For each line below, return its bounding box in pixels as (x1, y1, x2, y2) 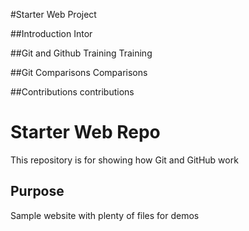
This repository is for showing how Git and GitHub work (10, 154, 239, 166)
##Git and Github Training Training (10, 47, 153, 59)
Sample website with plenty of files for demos (10, 209, 200, 221)
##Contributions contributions (10, 86, 135, 98)
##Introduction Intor (10, 28, 93, 39)
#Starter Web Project (10, 9, 97, 20)
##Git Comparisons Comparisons (10, 67, 148, 78)
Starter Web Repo (10, 121, 161, 144)
